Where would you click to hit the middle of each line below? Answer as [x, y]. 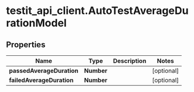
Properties [26, 45]
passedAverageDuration [44, 71]
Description [130, 61]
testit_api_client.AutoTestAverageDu [97, 11]
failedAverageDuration [41, 80]
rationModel [36, 23]
